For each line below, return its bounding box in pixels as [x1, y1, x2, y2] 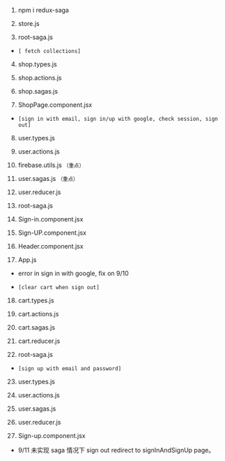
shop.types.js [17, 60, 58, 68]
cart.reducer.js [17, 337, 61, 345]
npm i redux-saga [17, 6, 69, 14]
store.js [17, 20, 40, 27]
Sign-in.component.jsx [17, 215, 84, 223]
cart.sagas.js [17, 323, 55, 331]
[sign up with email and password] [17, 365, 122, 372]
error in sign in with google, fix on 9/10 [17, 269, 129, 277]
